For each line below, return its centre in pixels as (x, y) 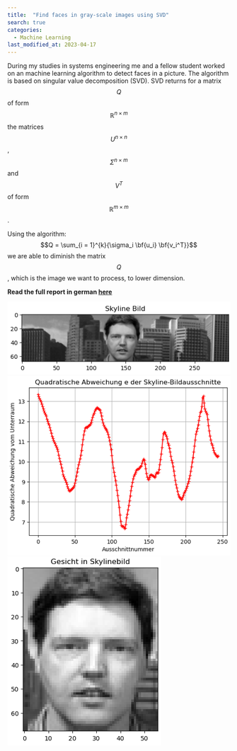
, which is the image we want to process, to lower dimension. (96, 278)
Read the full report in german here (60, 292)
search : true (27, 22)
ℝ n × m (119, 115)
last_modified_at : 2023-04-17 (52, 45)
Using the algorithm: (37, 234)
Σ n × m (119, 161)
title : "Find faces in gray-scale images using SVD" (88, 15)
